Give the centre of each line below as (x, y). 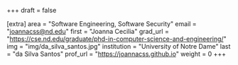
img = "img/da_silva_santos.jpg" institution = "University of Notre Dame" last (119, 46)
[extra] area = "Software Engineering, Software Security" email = (102, 24)
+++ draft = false (32, 10)
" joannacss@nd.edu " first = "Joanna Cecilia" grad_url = (88, 31)
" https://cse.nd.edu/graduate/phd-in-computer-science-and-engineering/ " (117, 39)
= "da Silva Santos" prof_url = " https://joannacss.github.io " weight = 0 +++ (117, 54)
